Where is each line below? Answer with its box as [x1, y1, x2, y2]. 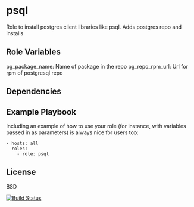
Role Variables [6, 47, 61, 57]
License [6, 167, 36, 177]
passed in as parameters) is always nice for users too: [6, 129, 139, 136]
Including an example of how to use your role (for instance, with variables [6, 122, 186, 129]
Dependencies [6, 86, 61, 97]
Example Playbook [6, 107, 76, 117]
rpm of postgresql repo [6, 69, 63, 76]
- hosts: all [6, 140, 39, 146]
